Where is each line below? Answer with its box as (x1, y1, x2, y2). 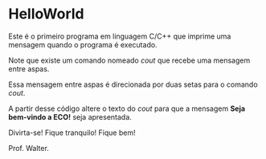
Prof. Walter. (8, 143, 50, 153)
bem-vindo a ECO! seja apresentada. (8, 112, 133, 121)
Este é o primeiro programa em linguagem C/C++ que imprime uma (8, 31, 231, 41)
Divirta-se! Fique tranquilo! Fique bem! (8, 128, 136, 137)
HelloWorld (8, 5, 84, 23)
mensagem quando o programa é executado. (8, 39, 158, 49)
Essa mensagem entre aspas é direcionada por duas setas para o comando (8, 79, 259, 89)
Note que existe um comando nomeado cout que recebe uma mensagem (8, 55, 251, 65)
